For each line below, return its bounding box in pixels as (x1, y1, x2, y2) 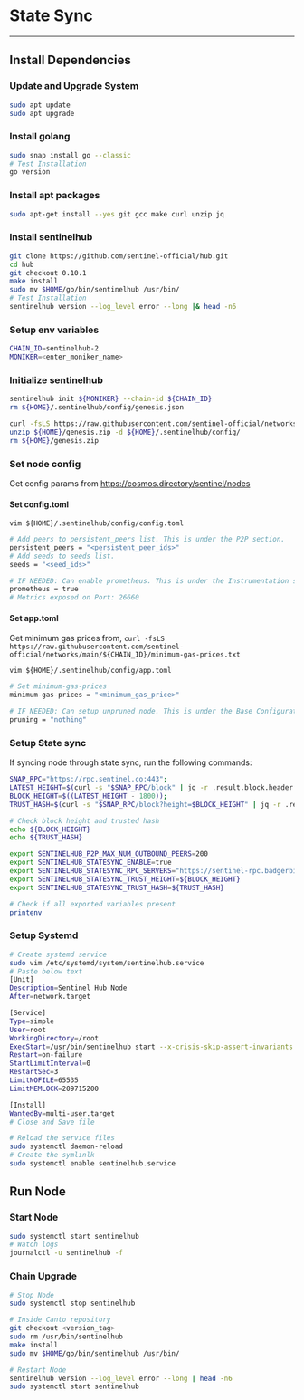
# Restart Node (9, 1365, 67, 1375)
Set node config (9, 457, 81, 470)
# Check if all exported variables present (9, 899, 176, 908)
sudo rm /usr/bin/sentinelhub (9, 1332, 124, 1341)
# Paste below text (9, 966, 83, 976)
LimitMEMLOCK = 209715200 (9, 1084, 100, 1093)
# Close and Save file (9, 1117, 95, 1127)
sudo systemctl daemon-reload (9, 1142, 124, 1151)
